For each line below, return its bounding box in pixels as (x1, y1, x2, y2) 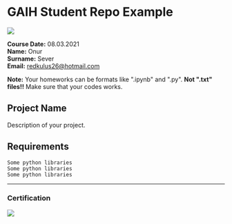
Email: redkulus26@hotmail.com (7, 61, 100, 70)
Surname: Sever (7, 54, 55, 63)
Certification (7, 194, 51, 203)
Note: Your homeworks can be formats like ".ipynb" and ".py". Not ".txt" (7, 75, 213, 83)
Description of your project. (7, 121, 86, 129)
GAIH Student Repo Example (7, 4, 174, 20)
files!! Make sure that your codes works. (7, 82, 123, 90)
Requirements (7, 141, 69, 152)
